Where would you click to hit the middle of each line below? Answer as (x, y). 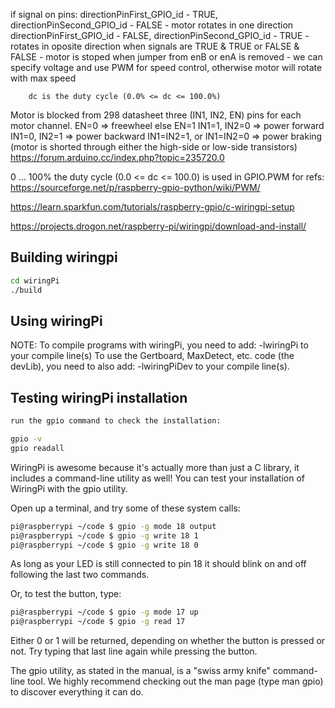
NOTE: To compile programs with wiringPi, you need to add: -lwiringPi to (159, 345)
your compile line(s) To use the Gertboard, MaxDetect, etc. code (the (152, 356)
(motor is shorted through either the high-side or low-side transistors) (154, 147)
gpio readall (37, 448)
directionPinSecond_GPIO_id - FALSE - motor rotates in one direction (152, 25)
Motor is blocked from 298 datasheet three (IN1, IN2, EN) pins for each (156, 115)
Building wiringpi (64, 257)
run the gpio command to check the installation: (116, 421)
